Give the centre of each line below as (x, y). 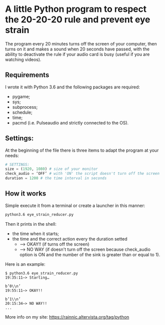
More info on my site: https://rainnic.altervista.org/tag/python (67, 317)
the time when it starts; (35, 234)
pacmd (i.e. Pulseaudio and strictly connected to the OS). (70, 122)
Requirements (27, 75)
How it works (26, 194)
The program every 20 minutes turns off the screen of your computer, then (81, 43)
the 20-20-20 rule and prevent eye (78, 20)
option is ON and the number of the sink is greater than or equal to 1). (90, 254)
